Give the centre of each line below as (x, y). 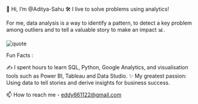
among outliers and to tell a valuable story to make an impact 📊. (85, 30)
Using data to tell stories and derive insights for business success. (88, 83)
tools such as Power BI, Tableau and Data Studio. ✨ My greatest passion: (97, 76)
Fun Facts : (20, 55)
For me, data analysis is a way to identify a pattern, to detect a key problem (99, 23)
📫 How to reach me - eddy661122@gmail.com (64, 95)
